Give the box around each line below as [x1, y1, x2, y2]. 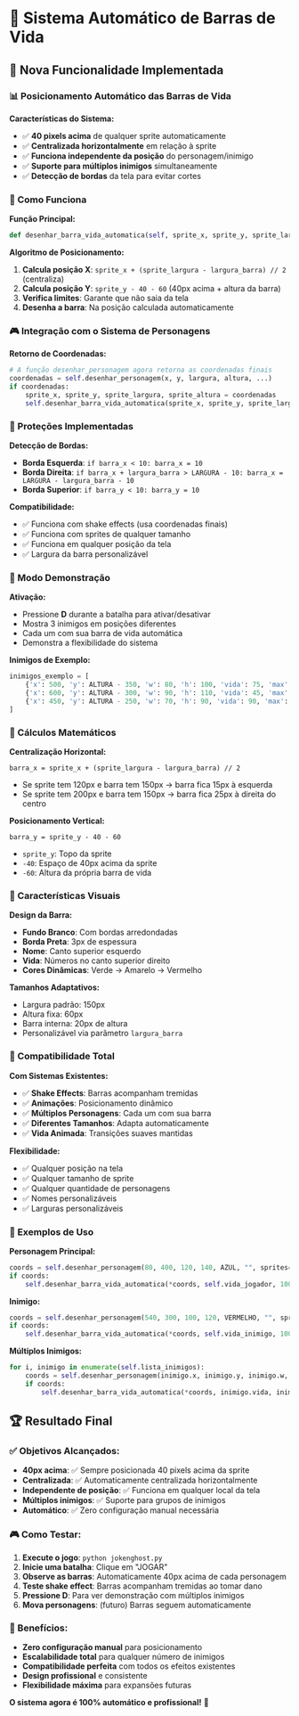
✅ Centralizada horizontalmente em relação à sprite [21, 140, 217, 151]
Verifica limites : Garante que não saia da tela [21, 293, 190, 304]
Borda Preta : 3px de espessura [21, 936, 137, 947]
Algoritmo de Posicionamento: [9, 247, 125, 257]
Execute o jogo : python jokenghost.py [21, 1552, 163, 1563]
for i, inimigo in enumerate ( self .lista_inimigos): [9, 1363, 205, 1372]
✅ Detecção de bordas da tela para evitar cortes [21, 170, 202, 181]
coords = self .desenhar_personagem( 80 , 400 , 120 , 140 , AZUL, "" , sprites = [9, 1262, 293, 1272]
